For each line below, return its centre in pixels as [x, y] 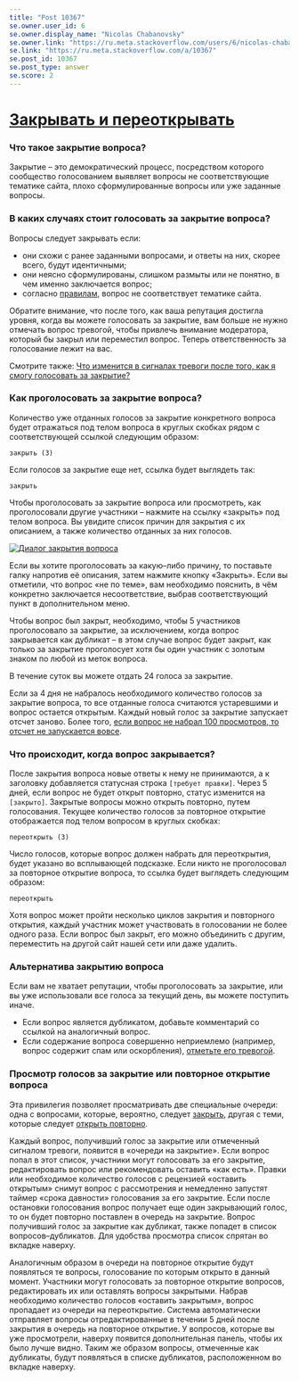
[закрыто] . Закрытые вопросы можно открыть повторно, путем [130, 802]
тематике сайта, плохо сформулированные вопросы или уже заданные [145, 186]
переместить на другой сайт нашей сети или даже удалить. [123, 944]
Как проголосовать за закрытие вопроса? [106, 398]
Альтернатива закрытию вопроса [87, 967]
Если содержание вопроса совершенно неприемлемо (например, [149, 1041]
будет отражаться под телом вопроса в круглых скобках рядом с [135, 427]
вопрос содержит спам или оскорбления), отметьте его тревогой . [149, 1051]
